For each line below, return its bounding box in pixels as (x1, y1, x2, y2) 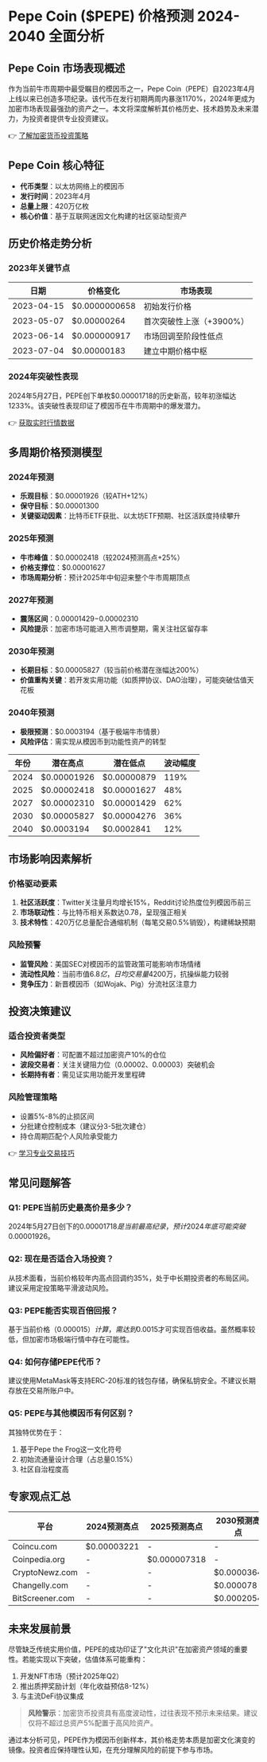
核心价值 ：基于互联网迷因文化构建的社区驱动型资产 (19, 211, 188, 221)
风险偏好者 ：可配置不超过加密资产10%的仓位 (19, 1050, 167, 1060)
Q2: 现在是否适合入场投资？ (8, 1253, 114, 1264)
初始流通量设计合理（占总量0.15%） (19, 1454, 137, 1463)
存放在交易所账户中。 (8, 1386, 78, 1396)
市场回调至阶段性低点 (143, 330, 224, 342)
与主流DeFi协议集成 (19, 1691, 84, 1701)
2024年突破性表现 (8, 371, 79, 382)
